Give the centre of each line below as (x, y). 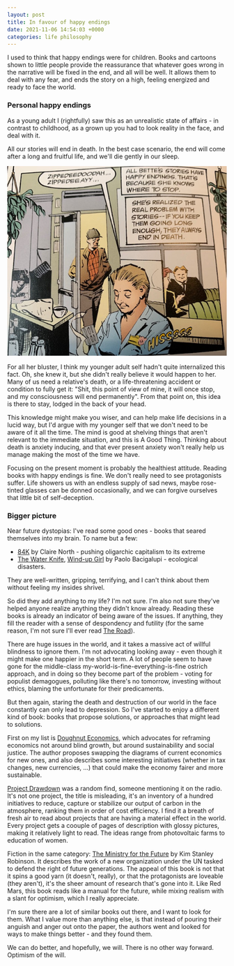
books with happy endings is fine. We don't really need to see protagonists (115, 476)
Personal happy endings (49, 105)
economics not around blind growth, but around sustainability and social (111, 746)
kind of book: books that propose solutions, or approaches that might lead (114, 717)
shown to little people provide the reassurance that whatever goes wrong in (116, 65)
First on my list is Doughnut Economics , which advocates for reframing (109, 738)
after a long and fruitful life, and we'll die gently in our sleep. (93, 156)
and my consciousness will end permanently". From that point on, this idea (114, 397)
